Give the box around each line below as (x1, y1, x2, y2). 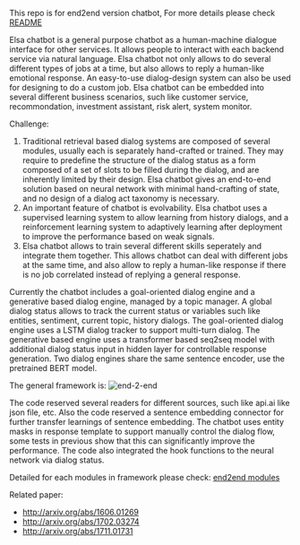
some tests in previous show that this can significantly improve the (9, 436, 255, 446)
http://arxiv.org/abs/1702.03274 (21, 516, 141, 527)
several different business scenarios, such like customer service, (9, 91, 249, 102)
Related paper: (9, 489, 64, 500)
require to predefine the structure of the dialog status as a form (21, 155, 256, 165)
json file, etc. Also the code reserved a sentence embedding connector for (9, 407, 285, 418)
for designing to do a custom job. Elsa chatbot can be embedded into (9, 82, 264, 92)
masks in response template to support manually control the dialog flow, (9, 426, 276, 437)
